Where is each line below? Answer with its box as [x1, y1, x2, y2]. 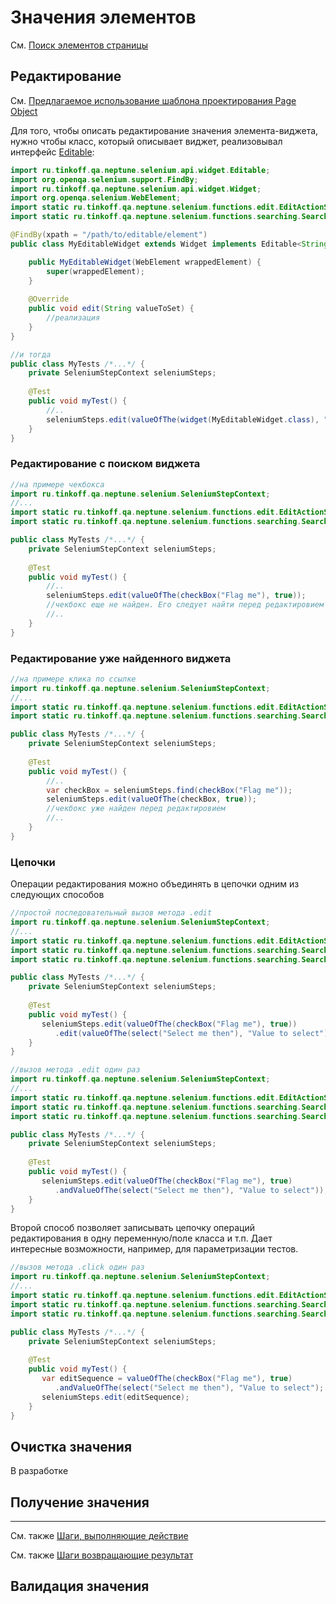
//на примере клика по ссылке [10, 674, 137, 684]
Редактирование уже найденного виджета [10, 651, 232, 665]
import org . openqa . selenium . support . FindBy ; [10, 174, 199, 185]
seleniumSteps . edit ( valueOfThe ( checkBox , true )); [46, 794, 257, 805]
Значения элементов [10, 6, 197, 29]
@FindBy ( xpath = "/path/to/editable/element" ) [10, 230, 208, 240]
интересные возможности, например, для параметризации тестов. [10, 1243, 299, 1255]
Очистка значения [10, 1438, 133, 1455]
